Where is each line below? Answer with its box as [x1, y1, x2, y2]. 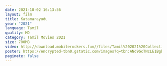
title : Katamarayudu [5, 16, 48, 21]
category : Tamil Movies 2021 [5, 35, 66, 40]
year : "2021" [5, 21, 32, 26]
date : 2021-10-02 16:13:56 [5, 7, 61, 12]
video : [5, 44, 19, 49]
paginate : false [5, 53, 39, 59]
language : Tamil [5, 26, 39, 31]
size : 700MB [5, 40, 30, 45]
